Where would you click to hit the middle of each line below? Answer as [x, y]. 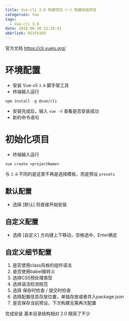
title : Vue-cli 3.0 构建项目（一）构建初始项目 [51, 10]
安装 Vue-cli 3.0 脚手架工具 [41, 85]
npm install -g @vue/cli [31, 101]
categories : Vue [22, 15]
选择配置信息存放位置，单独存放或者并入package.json [68, 297]
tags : [11, 19]
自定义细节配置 [28, 252]
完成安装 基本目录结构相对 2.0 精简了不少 [48, 314]
